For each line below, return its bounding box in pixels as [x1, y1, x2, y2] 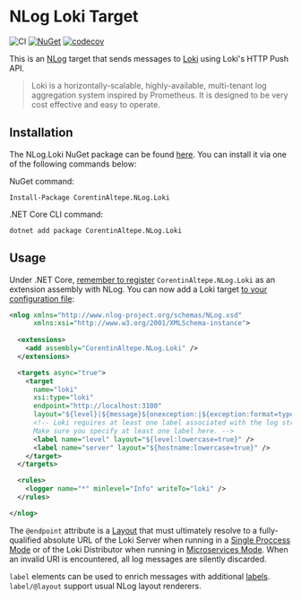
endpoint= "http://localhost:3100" [32, 401, 163, 411]
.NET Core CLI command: [9, 209, 104, 219]
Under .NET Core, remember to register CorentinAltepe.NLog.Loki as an [9, 274, 276, 285]
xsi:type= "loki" [32, 393, 94, 402]
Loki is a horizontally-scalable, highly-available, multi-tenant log [30, 80, 267, 90]
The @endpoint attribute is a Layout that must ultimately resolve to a [9, 525, 258, 536]
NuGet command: [9, 176, 74, 186]
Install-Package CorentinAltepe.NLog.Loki [9, 193, 170, 202]
